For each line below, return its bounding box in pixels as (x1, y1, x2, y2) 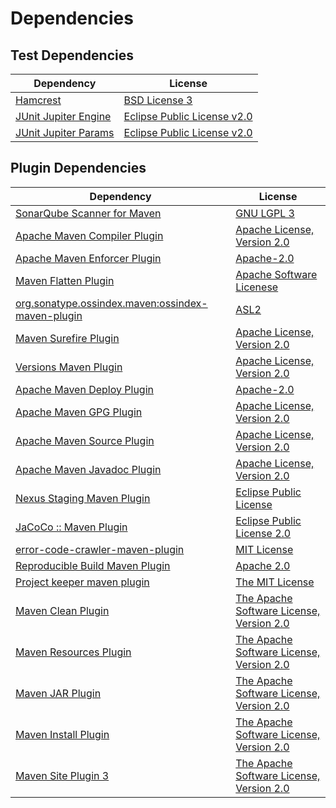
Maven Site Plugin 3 (15, 768, 110, 782)
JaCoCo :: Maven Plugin (15, 520, 128, 534)
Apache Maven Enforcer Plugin (15, 251, 162, 265)
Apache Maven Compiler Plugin (15, 228, 164, 242)
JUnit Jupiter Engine (15, 110, 112, 123)
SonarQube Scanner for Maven (15, 206, 162, 220)
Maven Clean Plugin (15, 603, 110, 617)
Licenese (235, 280, 279, 294)
